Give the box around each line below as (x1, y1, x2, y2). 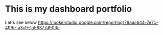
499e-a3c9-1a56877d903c (5, 24, 60, 30)
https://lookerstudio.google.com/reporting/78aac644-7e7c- (38, 19, 158, 25)
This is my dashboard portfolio (5, 3, 132, 15)
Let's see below (5, 19, 37, 25)
